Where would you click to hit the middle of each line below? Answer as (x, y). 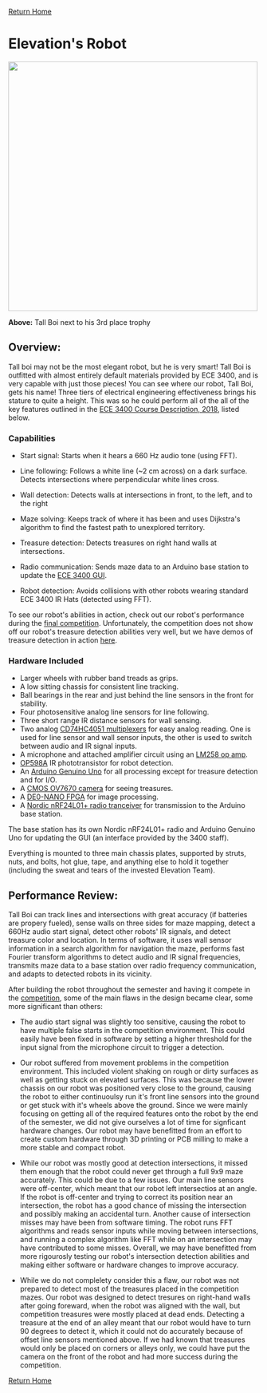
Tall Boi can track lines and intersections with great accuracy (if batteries (128, 915)
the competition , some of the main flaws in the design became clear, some (131, 998)
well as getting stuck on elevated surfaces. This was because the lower (137, 1080)
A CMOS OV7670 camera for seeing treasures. (96, 789)
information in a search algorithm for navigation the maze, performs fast (126, 948)
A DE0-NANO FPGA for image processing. (89, 797)
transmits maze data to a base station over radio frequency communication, (132, 966)
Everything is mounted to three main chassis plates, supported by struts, (128, 853)
